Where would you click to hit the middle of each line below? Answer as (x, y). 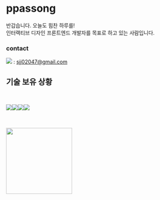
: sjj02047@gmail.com (40, 62)
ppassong (31, 9)
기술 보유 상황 (29, 82)
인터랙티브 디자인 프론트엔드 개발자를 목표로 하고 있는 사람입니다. (81, 33)
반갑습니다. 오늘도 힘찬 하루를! (40, 25)
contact (18, 48)
